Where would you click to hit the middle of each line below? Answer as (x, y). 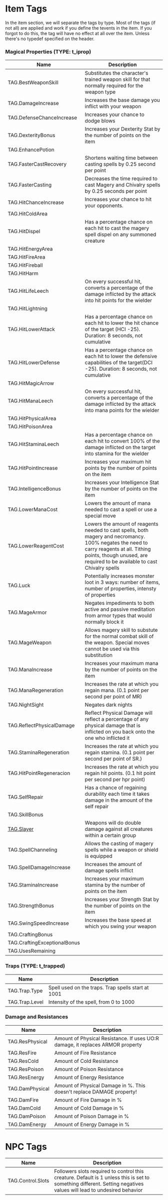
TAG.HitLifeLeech (28, 291)
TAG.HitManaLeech (30, 401)
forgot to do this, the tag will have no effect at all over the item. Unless (77, 33)
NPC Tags (26, 1147)
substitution (98, 655)
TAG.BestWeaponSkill (33, 82)
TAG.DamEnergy (27, 1124)
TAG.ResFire (22, 1053)
